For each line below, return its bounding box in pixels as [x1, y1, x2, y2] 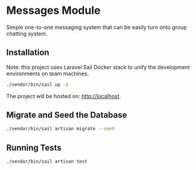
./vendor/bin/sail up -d [6, 81, 69, 87]
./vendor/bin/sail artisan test [6, 159, 87, 165]
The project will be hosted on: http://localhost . [6, 92, 121, 99]
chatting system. [6, 30, 48, 37]
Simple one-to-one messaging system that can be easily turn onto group [6, 24, 187, 31]
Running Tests [6, 142, 62, 153]
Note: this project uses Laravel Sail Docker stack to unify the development [6, 63, 190, 71]
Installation [6, 48, 49, 58]
